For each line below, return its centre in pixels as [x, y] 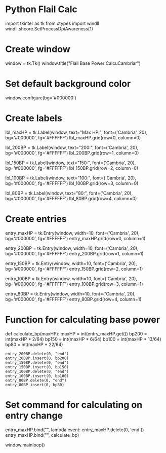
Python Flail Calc [41, 9]
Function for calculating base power [83, 319]
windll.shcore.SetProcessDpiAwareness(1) [49, 28]
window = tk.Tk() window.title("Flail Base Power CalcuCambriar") [73, 63]
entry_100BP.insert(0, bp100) [37, 376]
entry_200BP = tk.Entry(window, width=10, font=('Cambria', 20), [72, 248]
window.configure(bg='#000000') [41, 98]
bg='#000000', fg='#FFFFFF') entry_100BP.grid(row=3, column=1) [74, 284]
